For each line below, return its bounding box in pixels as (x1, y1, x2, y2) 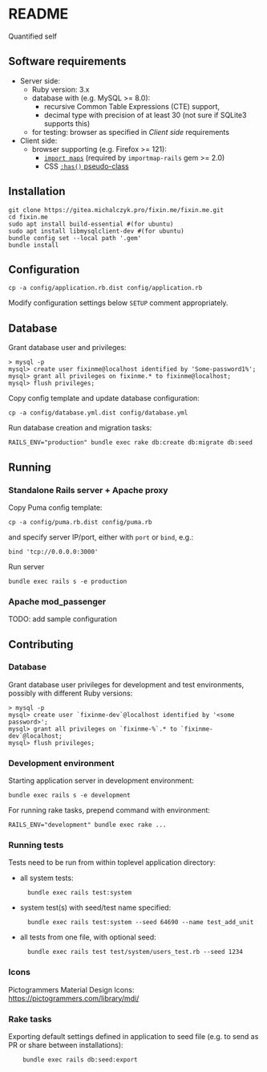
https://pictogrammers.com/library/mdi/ (8, 993, 140, 1003)
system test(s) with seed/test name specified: (19, 903, 172, 912)
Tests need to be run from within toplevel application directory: (8, 858, 216, 867)
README (8, 5, 69, 23)
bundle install (8, 241, 59, 249)
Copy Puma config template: (8, 503, 103, 512)
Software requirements (8, 55, 127, 68)
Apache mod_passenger (8, 596, 107, 607)
